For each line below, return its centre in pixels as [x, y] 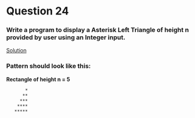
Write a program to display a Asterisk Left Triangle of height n [97, 30]
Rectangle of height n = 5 [38, 79]
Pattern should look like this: [49, 66]
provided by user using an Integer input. [66, 37]
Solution [16, 51]
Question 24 [37, 11]
